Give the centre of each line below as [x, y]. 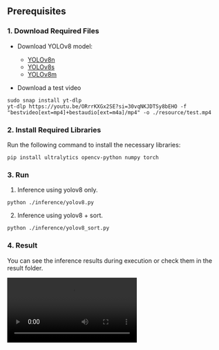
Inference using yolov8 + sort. [60, 215]
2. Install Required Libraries [54, 129]
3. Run [18, 174]
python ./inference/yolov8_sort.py [58, 228]
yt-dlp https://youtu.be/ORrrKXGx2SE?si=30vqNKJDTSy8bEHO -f [97, 107]
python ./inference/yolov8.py [51, 203]
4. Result [22, 246]
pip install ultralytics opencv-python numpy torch [83, 157]
